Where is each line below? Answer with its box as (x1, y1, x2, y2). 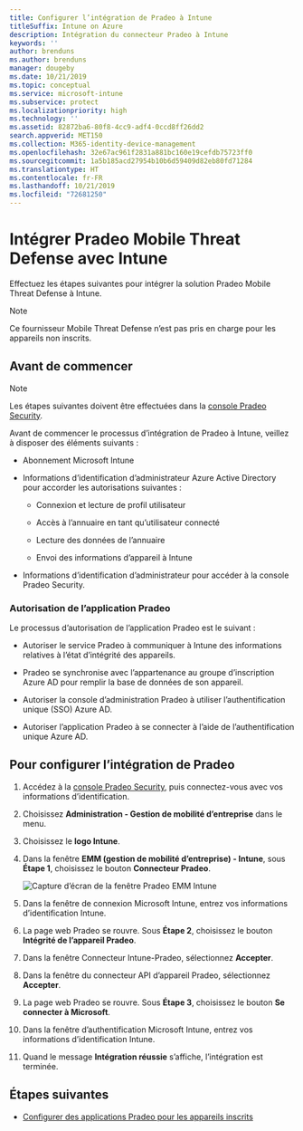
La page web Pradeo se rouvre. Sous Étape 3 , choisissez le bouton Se (22, 997, 285, 1008)
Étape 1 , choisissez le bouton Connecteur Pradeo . (22, 862, 211, 874)
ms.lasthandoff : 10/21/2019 (9, 182, 116, 191)
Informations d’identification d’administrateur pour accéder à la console (22, 570, 289, 580)
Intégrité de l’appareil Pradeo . (22, 935, 137, 945)
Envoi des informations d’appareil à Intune (35, 551, 193, 562)
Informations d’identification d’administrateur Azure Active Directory (22, 472, 277, 483)
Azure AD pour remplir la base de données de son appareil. (22, 676, 244, 688)
